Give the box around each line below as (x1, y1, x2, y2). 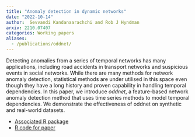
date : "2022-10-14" (6, 14, 54, 20)
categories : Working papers (6, 30, 75, 36)
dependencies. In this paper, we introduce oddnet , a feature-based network (6, 88, 189, 95)
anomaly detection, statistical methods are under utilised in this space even (6, 75, 187, 82)
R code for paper (14, 124, 55, 131)
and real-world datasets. (6, 106, 65, 114)
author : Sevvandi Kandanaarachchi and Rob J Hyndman (6, 19, 140, 25)
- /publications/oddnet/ (11, 41, 72, 47)
